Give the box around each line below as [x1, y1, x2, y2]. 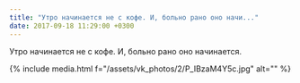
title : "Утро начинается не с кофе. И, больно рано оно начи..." [9, 12, 259, 22]
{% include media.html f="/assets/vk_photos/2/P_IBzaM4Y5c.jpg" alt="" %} [9, 63, 292, 74]
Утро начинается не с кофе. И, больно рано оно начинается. [9, 46, 243, 56]
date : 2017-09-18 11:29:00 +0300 [9, 21, 135, 30]
